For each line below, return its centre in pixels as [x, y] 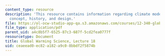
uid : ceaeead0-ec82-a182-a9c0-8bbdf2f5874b [50, 46]
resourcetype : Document [29, 37]
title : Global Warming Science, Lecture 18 [50, 41]
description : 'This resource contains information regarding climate [78, 14]
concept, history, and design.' [43, 19]
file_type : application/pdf [34, 28]
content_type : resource [29, 9]
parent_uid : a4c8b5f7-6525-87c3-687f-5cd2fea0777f [58, 32]
